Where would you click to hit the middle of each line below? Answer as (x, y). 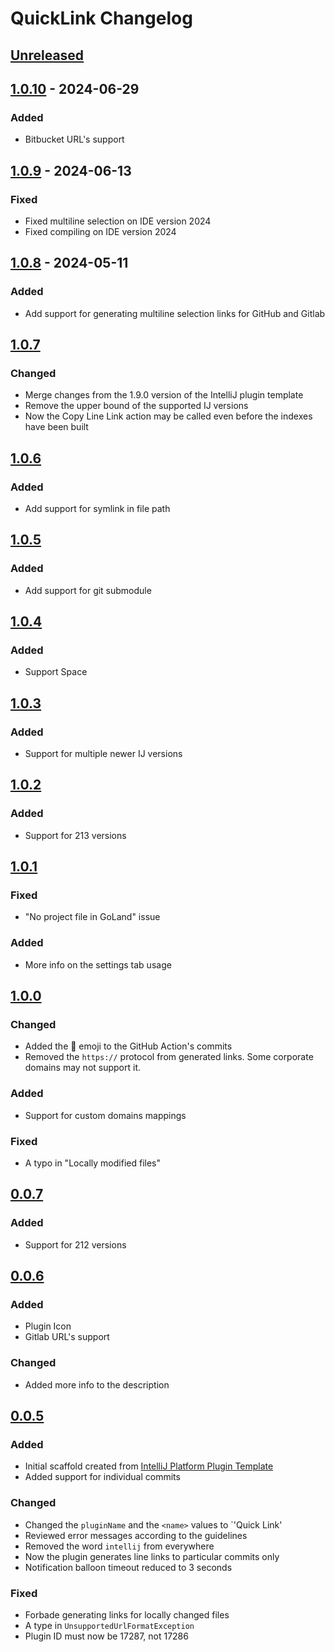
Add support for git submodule (88, 590)
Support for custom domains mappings (105, 1115)
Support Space (56, 672)
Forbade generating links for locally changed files (127, 1614)
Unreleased (47, 55)
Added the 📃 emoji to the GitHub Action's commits (128, 1046)
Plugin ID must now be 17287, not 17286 (106, 1636)
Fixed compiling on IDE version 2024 (100, 231)
